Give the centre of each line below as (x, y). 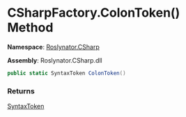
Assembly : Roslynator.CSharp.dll (55, 60)
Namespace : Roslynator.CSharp (53, 47)
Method (30, 28)
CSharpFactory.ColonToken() (94, 13)
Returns (21, 91)
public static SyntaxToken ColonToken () (67, 73)
